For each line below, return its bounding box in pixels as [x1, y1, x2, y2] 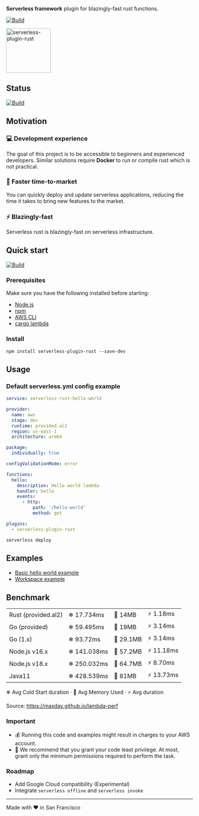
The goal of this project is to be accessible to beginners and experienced [6, 150, 185, 157]
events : [17, 494, 36, 500]
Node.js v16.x [9, 647, 49, 655]
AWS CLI [14, 314, 37, 321]
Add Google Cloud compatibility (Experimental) [14, 780, 130, 788]
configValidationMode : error [6, 461, 78, 467]
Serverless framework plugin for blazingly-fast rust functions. [6, 5, 159, 12]
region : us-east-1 [11, 428, 57, 434]
